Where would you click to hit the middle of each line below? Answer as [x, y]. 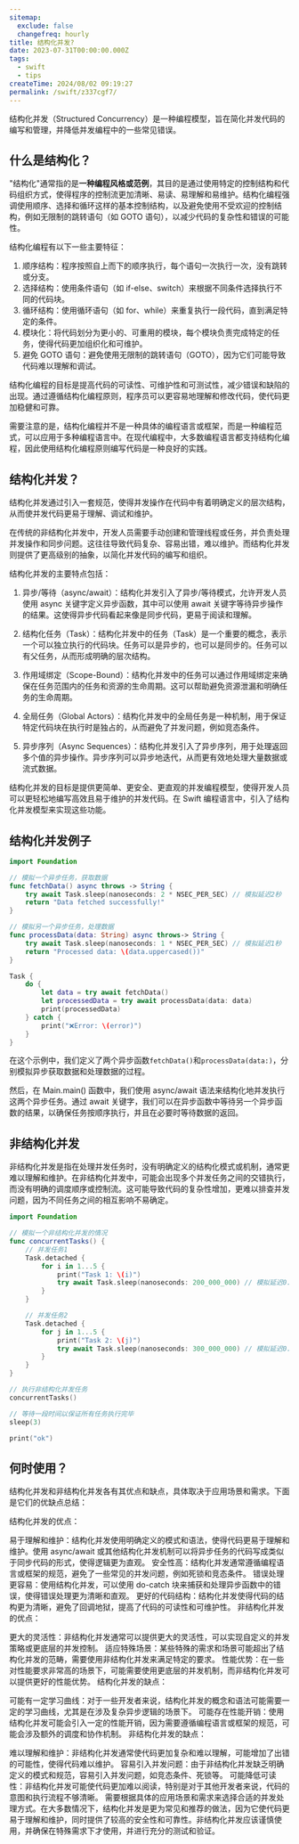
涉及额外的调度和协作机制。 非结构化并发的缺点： [115, 1734]
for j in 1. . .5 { [73, 1332]
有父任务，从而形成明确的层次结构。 [89, 657]
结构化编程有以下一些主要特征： [68, 247]
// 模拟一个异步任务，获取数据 [59, 877]
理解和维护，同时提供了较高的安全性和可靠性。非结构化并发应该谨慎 [149, 1820]
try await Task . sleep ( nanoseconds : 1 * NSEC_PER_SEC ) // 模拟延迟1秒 [154, 943]
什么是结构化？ [50, 160]
